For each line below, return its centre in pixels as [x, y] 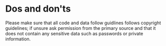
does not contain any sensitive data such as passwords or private [74, 33]
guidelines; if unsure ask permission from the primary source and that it [80, 28]
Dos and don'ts [38, 9]
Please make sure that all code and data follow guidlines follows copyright [83, 23]
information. [18, 39]
